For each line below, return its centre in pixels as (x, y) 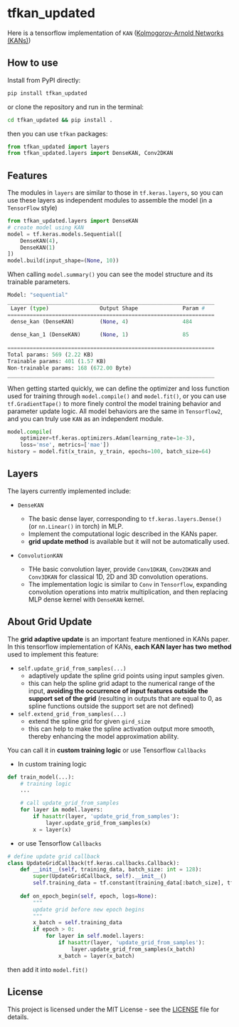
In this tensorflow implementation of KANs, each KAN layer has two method (119, 647)
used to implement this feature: (53, 654)
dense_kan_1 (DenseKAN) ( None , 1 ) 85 (100, 335)
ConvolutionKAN (40, 556)
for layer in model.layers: (62, 810)
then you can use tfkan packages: (58, 133)
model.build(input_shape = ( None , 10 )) (63, 261)
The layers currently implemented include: (69, 491)
